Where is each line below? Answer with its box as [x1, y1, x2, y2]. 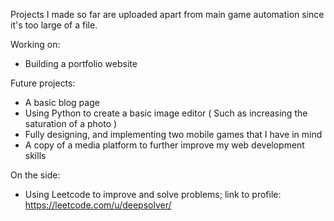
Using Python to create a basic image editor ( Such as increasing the [24, 107, 308, 119]
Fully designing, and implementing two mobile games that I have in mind [24, 129, 323, 140]
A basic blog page [24, 97, 100, 108]
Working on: [10, 39, 61, 50]
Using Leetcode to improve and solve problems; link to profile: [24, 189, 282, 200]
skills [24, 150, 47, 161]
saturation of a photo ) [24, 118, 118, 129]
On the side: [10, 169, 61, 181]
